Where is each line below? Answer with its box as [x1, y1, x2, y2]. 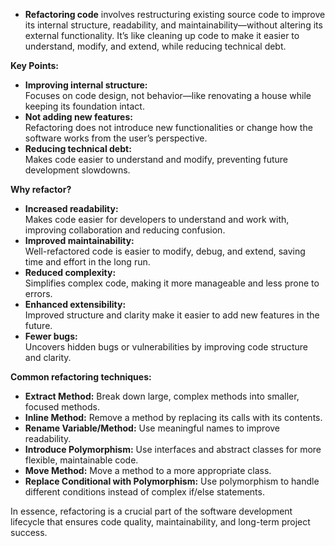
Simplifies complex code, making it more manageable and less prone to [24, 277, 320, 289]
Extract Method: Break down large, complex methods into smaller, [24, 390, 300, 402]
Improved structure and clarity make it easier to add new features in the [24, 309, 320, 321]
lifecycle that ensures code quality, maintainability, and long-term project [10, 516, 311, 528]
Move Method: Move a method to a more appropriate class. [24, 465, 272, 476]
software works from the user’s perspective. [24, 132, 208, 144]
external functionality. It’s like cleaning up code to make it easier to [24, 30, 300, 41]
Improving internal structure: [24, 79, 148, 91]
